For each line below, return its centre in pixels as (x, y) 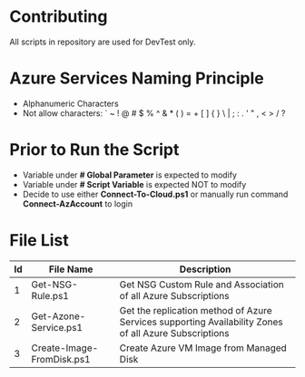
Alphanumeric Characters (71, 103)
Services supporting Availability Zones (201, 322)
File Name (71, 269)
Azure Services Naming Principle (137, 78)
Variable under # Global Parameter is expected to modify (130, 175)
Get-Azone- (59, 316)
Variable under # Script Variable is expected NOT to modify (134, 184)
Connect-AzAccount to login (78, 203)
